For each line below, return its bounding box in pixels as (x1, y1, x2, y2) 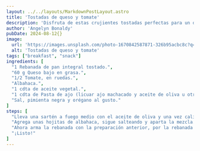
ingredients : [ (6, 58, 44, 64)
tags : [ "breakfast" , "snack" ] (6, 53, 82, 59)
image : (6, 36, 23, 42)
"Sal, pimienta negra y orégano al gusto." (11, 97, 121, 103)
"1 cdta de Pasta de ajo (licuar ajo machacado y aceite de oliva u (11, 92, 185, 97)
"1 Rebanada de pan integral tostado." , (11, 64, 113, 70)
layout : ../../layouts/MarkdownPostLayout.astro (6, 8, 129, 15)
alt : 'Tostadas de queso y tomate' (11, 48, 100, 54)
